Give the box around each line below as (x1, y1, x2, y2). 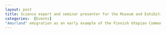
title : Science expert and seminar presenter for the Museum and (5, 12, 142, 16)
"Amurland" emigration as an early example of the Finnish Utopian (5, 20, 147, 26)
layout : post (5, 7, 32, 12)
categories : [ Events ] (5, 16, 52, 21)
